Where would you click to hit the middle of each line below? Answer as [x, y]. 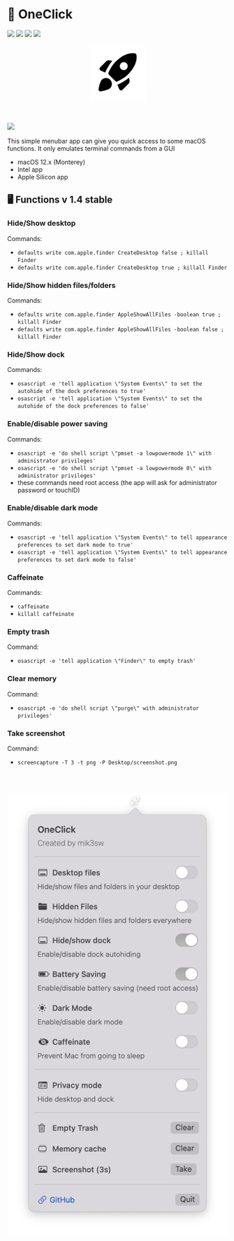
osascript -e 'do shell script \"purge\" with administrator [108, 708]
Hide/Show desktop [42, 224]
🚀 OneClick [40, 14]
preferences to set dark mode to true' [75, 545]
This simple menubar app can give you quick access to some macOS [107, 141]
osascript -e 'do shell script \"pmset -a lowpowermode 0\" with [114, 468]
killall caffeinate [46, 615]
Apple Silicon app [43, 177]
